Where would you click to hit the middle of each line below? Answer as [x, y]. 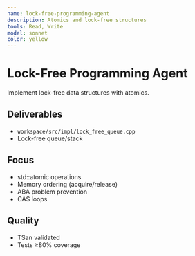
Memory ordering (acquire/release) [67, 184]
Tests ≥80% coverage [49, 245]
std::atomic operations [49, 176]
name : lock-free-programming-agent [58, 13]
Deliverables [35, 115]
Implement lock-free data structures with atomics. [78, 93]
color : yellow [28, 39]
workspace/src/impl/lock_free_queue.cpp [76, 131]
